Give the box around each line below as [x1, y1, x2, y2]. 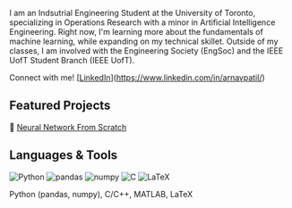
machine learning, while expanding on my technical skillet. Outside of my [9, 36, 279, 46]
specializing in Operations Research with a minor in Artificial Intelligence [9, 17, 276, 28]
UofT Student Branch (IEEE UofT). [9, 55, 135, 65]
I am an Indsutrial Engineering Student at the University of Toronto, [9, 8, 256, 18]
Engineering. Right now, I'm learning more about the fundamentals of [9, 27, 264, 37]
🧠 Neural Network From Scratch [9, 121, 127, 132]
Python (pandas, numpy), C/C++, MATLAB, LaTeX [9, 188, 193, 199]
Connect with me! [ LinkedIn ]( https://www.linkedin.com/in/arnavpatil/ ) [9, 72, 266, 83]
